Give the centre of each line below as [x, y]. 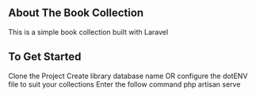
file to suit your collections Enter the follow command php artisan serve [124, 84]
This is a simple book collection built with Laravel [88, 32]
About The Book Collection [76, 13]
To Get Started [45, 57]
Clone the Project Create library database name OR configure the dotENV [128, 76]
